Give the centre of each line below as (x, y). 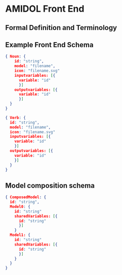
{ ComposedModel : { (26, 197)
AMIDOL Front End (45, 9)
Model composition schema (50, 185)
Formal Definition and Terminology (61, 28)
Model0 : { (20, 206)
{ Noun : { (16, 56)
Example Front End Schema (49, 44)
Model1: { (20, 235)
